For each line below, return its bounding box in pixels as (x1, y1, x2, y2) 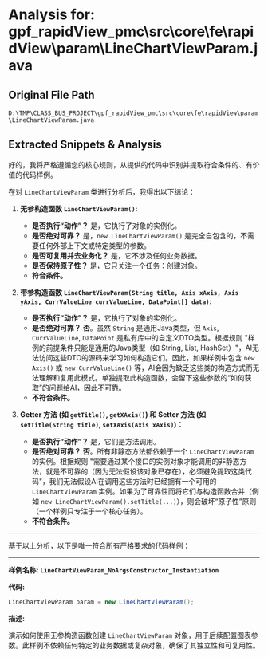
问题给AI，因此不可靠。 (49, 383, 126, 392)
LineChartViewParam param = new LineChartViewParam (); (8, 598, 195, 606)
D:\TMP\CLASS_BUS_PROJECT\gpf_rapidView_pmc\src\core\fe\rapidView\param (8, 109, 259, 117)
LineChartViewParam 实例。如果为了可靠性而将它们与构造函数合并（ (31, 486, 253, 496)
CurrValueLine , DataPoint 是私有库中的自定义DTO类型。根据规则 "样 (31, 332, 255, 342)
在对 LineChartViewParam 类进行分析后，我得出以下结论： (8, 187, 195, 196)
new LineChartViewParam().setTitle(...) (41, 498, 177, 506)
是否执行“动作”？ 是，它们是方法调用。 (31, 436, 161, 446)
